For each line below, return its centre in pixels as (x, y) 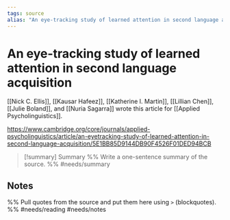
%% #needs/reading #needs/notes (56, 210)
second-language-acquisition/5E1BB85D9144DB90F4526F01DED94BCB (109, 143)
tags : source (26, 13)
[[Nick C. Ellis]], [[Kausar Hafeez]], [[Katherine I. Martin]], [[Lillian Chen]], (111, 101)
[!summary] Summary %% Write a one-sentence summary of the (116, 157)
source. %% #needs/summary (67, 164)
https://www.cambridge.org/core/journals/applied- (79, 129)
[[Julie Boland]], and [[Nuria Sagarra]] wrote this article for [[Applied (104, 109)
